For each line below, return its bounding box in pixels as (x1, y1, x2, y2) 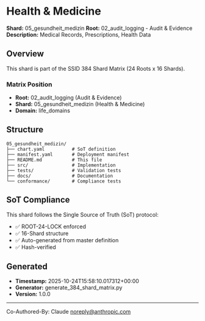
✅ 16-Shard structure (15, 229, 69, 237)
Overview (6, 49, 45, 59)
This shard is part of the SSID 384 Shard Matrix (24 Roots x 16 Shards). (6, 65, 185, 72)
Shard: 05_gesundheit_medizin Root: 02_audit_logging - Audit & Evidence (6, 24, 193, 32)
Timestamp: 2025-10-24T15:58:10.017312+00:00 (15, 278, 139, 285)
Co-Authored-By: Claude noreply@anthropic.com (6, 308, 131, 316)
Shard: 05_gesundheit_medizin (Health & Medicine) (15, 101, 145, 108)
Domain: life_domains (15, 107, 70, 114)
